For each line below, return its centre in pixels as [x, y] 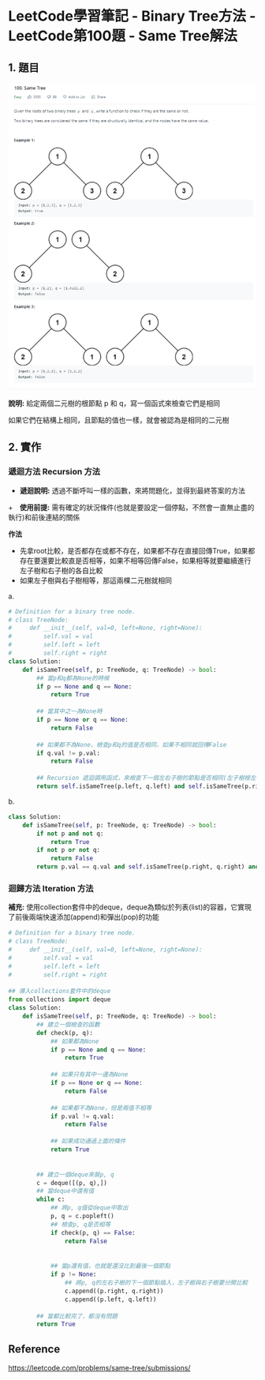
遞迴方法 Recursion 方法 [54, 472]
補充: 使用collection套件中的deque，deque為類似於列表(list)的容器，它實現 [130, 907]
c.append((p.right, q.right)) [114, 1291]
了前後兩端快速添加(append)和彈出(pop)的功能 [84, 917]
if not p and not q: [70, 834]
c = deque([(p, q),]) [72, 1183]
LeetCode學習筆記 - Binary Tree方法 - [132, 16]
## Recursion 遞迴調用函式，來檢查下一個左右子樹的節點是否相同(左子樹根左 [146, 778]
